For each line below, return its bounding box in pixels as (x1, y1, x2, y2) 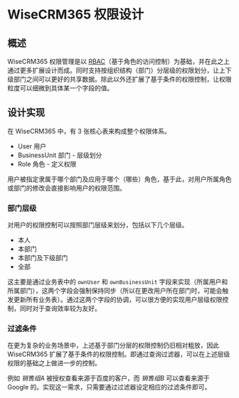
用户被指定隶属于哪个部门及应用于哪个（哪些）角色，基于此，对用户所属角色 (7, 175, 232, 183)
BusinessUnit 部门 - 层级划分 (17, 151, 102, 159)
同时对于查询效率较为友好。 (19, 304, 101, 313)
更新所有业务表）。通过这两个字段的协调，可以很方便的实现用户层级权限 (13, 296, 223, 304)
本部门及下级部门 (17, 254, 68, 262)
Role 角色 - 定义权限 (17, 159, 77, 168)
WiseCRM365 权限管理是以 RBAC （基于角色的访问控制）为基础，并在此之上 (7, 58, 230, 65)
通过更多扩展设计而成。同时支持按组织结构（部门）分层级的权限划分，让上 (7, 66, 225, 75)
